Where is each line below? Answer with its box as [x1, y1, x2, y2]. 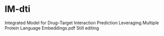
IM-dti [4, 3, 31, 15]
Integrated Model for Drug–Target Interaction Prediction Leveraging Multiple [4, 20, 159, 26]
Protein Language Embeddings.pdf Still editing [4, 25, 99, 31]
